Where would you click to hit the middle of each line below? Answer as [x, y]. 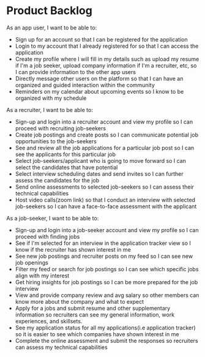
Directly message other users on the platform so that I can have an [99, 78]
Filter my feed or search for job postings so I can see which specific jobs [107, 269]
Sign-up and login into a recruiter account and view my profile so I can [104, 122]
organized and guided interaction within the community [85, 85]
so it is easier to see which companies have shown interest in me [97, 334]
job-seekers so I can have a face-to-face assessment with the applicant [106, 206]
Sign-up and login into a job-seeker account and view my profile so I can [107, 230]
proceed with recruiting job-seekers [60, 128]
